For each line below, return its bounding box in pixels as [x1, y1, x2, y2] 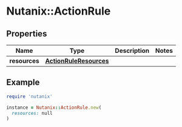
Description [115, 47, 150, 55]
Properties [6, 29, 47, 39]
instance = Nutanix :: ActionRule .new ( [6, 105, 102, 111]
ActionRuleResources [45, 57, 109, 65]
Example [6, 77, 40, 88]
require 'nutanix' [6, 93, 53, 100]
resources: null [12, 110, 53, 116]
